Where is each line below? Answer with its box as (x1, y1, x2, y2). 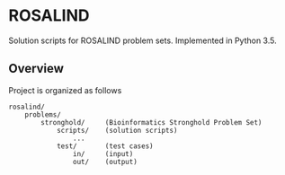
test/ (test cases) (56, 141, 154, 151)
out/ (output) (72, 157, 138, 166)
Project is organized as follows (8, 84, 122, 95)
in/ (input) (72, 149, 134, 158)
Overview (8, 61, 65, 76)
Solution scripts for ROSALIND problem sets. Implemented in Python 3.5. (8, 35, 277, 46)
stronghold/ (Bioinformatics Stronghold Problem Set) (40, 118, 263, 127)
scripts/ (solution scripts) (56, 126, 178, 135)
